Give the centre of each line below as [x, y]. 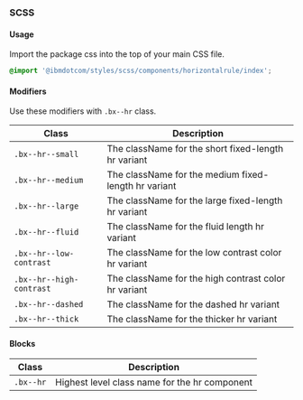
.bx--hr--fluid [46, 233]
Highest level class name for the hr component [154, 383]
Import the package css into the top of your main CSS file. [117, 54]
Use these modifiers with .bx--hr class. [83, 111]
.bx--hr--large [46, 206]
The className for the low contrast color [194, 253]
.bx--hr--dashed [49, 305]
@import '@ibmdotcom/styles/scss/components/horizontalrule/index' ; [141, 71]
